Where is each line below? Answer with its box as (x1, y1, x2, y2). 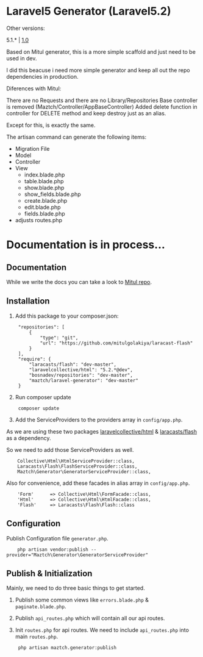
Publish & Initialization (6, 568, 93, 578)
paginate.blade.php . (15, 603, 66, 610)
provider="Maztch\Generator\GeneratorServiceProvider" (6, 551, 149, 558)
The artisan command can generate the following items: (6, 133, 147, 140)
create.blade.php (24, 197, 68, 204)
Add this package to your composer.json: (15, 312, 119, 319)
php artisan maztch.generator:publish (18, 645, 117, 651)
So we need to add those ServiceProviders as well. (6, 446, 134, 453)
